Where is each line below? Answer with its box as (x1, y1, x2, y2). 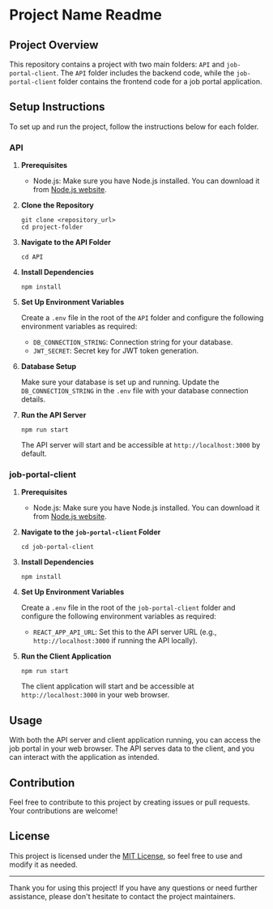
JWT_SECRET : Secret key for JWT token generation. (32, 346, 199, 356)
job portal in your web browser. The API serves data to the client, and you (9, 744, 254, 753)
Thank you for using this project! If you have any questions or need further (9, 882, 258, 893)
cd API (20, 253, 44, 261)
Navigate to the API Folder (20, 238, 112, 247)
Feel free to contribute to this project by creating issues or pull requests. (9, 797, 250, 808)
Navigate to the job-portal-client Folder (20, 527, 161, 537)
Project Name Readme (9, 6, 163, 24)
